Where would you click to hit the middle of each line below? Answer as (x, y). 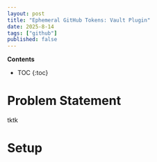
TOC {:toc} (33, 73)
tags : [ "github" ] (32, 33)
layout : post (26, 14)
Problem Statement (64, 101)
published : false (32, 40)
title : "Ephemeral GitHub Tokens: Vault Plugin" (79, 20)
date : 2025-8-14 (31, 26)
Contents (21, 59)
